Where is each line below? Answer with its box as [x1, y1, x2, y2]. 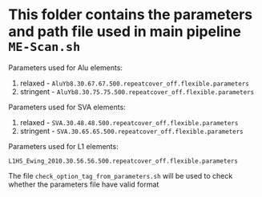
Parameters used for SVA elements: [8, 102, 126, 112]
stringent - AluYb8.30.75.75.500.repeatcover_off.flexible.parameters [19, 86, 255, 97]
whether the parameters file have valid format [8, 179, 159, 189]
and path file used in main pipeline [8, 22, 242, 41]
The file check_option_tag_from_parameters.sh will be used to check [8, 171, 233, 180]
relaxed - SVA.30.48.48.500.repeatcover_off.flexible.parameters [19, 117, 239, 127]
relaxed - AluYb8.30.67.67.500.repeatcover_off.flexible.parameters [19, 78, 250, 88]
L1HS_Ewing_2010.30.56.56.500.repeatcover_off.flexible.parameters [8, 157, 239, 165]
